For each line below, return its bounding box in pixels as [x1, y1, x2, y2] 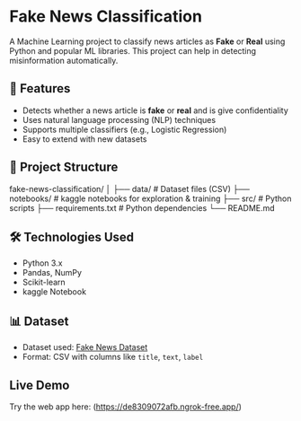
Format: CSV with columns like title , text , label [22, 352, 204, 363]
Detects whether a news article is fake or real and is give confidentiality [22, 105, 289, 116]
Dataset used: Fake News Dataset [22, 342, 148, 353]
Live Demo [9, 377, 70, 392]
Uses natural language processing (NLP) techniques [22, 114, 217, 125]
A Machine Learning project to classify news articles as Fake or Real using [9, 36, 286, 47]
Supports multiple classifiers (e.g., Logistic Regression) [22, 124, 227, 135]
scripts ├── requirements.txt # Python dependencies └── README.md [9, 202, 276, 213]
